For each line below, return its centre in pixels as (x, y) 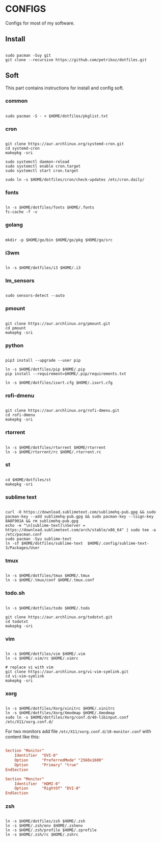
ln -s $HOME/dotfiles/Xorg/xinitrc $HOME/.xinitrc (60, 709)
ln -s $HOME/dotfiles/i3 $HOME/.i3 (43, 268)
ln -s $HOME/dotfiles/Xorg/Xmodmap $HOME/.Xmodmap (60, 713)
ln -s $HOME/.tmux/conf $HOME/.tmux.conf (50, 580)
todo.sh (15, 593)
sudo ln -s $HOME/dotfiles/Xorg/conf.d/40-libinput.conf (67, 718)
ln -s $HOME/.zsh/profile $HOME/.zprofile (51, 830)
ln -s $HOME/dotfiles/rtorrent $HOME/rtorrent (56, 448)
